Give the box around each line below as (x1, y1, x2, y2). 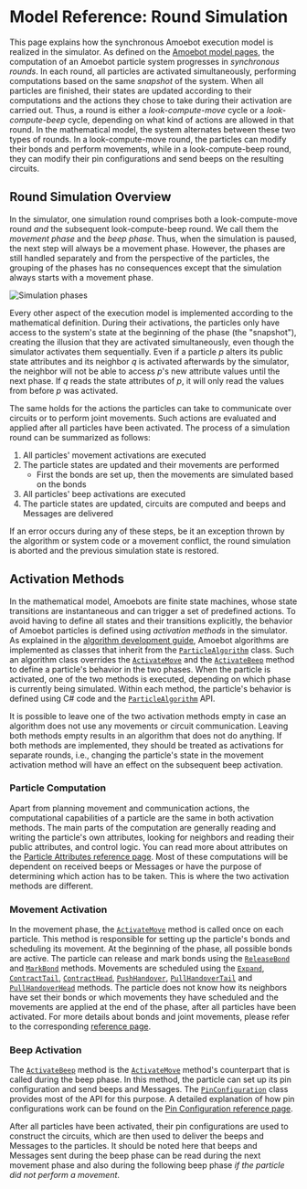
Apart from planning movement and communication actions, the (9, 802, 249, 813)
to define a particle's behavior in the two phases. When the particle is (9, 664, 271, 674)
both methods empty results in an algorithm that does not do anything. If (9, 729, 282, 741)
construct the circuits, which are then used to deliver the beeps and (9, 1131, 265, 1141)
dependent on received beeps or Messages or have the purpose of (9, 861, 262, 872)
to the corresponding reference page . (9, 1021, 152, 1032)
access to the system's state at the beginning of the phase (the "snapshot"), (9, 326, 297, 337)
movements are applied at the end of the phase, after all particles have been (9, 1002, 297, 1013)
